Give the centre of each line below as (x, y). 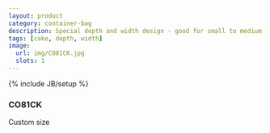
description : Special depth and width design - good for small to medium (135, 31)
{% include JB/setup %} (49, 83)
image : (19, 46)
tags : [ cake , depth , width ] (56, 38)
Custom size (29, 123)
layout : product (36, 16)
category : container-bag (50, 23)
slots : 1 (30, 61)
